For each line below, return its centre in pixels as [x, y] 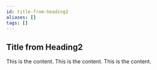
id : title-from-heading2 [37, 12]
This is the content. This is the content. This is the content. [79, 62]
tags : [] [17, 23]
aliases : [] [21, 17]
